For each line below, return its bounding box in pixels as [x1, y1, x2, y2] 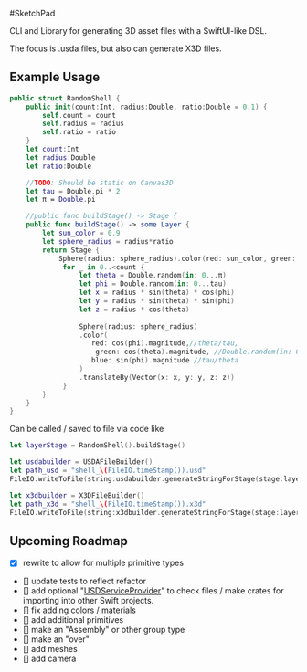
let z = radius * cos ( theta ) [79, 305, 190, 314]
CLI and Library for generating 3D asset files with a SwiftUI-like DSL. [9, 26, 268, 36]
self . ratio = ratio [42, 128, 117, 137]
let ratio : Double [26, 162, 92, 171]
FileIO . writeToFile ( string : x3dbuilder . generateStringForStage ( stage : [9, 508, 281, 517]
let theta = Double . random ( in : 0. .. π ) [79, 271, 227, 280]
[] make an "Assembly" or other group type [22, 625, 185, 635]
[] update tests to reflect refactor [22, 575, 146, 587]
